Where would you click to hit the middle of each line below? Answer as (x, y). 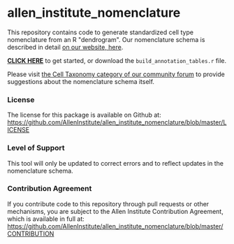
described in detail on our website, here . (65, 47)
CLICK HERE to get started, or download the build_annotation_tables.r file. (117, 60)
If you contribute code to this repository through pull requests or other (108, 203)
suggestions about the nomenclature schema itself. (81, 81)
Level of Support (36, 148)
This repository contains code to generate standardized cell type (101, 32)
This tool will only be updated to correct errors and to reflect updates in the (115, 163)
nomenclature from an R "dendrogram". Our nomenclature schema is (106, 39)
